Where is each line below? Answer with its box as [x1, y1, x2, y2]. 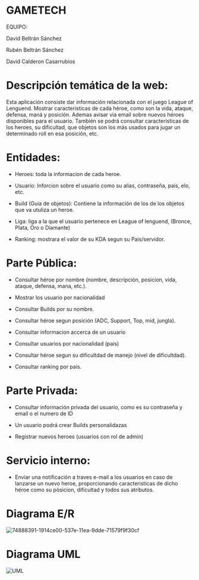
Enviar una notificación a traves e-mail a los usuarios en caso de [14, 474, 173, 481]
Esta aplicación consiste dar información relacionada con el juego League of [6, 98, 194, 105]
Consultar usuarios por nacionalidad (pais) [14, 340, 119, 347]
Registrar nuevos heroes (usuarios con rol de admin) [14, 432, 144, 440]
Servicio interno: [6, 453, 91, 467]
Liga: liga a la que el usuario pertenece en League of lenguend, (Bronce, [14, 218, 192, 225]
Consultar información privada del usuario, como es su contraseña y [14, 403, 183, 410]
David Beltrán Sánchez [6, 35, 62, 42]
